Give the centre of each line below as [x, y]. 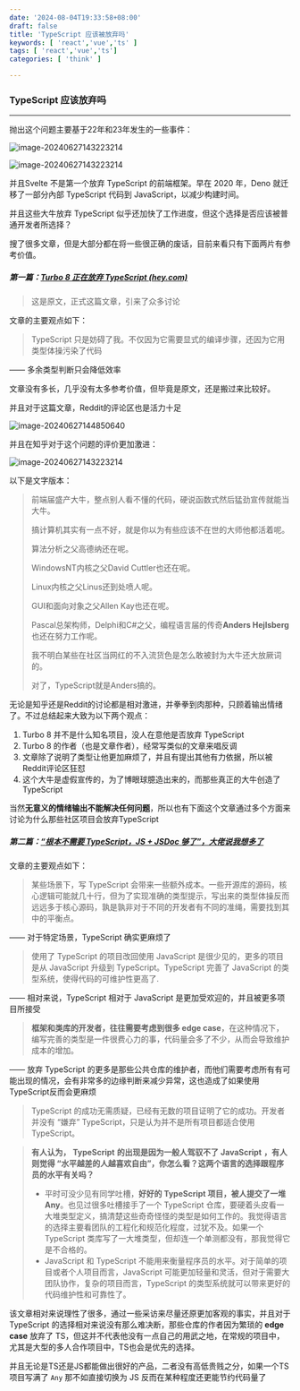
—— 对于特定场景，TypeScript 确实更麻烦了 [90, 938]
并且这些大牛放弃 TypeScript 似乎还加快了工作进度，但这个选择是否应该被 [145, 214]
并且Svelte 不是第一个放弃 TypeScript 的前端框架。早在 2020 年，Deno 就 [145, 184]
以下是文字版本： [41, 481]
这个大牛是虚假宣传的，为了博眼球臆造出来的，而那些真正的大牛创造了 [151, 779]
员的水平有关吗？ [62, 1175]
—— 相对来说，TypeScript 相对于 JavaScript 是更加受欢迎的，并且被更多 [143, 998]
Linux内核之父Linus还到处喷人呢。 [94, 587]
